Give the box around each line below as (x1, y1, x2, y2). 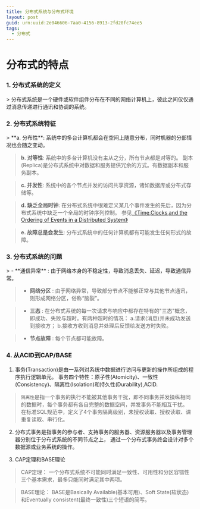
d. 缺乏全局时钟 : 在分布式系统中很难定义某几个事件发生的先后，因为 (20, 202, 187, 209)
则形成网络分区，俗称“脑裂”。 (29, 295, 102, 302)
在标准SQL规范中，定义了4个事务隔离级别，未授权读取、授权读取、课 (20, 408, 192, 415)
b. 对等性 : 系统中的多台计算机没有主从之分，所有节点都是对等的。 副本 (20, 154, 193, 161)
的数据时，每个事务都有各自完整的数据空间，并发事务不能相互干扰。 (20, 401, 188, 408)
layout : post (6, 14, 39, 20)
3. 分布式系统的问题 (6, 252, 62, 260)
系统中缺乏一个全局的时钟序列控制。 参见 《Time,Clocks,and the (31, 209, 187, 216)
